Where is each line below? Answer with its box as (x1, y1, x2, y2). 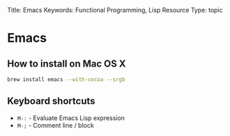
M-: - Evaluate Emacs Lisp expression (17, 114, 125, 122)
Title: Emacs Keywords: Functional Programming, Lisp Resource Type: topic (7, 6, 223, 14)
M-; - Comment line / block (17, 121, 94, 129)
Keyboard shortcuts (7, 95, 96, 107)
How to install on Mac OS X (7, 58, 126, 69)
